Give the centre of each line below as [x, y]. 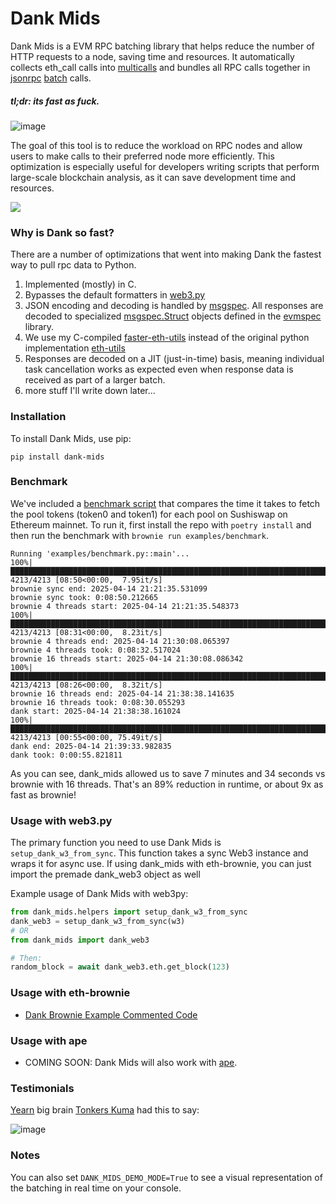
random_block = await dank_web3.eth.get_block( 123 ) [120, 967]
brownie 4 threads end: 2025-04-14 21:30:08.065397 [120, 641]
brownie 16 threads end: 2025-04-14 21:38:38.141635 [122, 693]
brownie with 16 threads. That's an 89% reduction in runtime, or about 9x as [167, 784]
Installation [38, 417]
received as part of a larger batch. [95, 380]
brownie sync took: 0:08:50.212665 [84, 597]
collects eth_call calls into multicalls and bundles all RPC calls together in [160, 67]
